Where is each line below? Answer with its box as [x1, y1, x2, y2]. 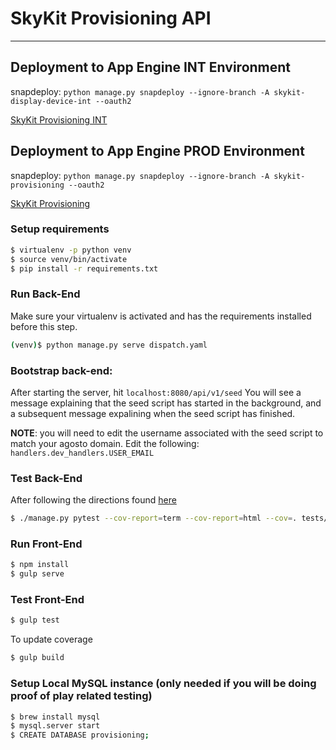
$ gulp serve [10, 569, 65, 579]
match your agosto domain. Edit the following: [10, 437, 200, 449]
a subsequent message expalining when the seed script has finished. [10, 407, 296, 419]
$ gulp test [10, 615, 60, 626]
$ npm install [10, 560, 70, 570]
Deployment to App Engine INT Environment [10, 59, 292, 76]
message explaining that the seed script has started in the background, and [10, 397, 322, 409]
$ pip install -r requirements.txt [10, 263, 159, 274]
